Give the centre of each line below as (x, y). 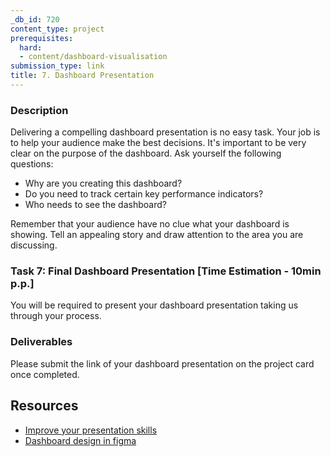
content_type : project (57, 29)
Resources (44, 406)
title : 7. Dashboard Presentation (82, 76)
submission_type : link (57, 66)
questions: (32, 164)
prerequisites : (42, 38)
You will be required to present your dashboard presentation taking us (154, 305)
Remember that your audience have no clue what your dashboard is (150, 224)
